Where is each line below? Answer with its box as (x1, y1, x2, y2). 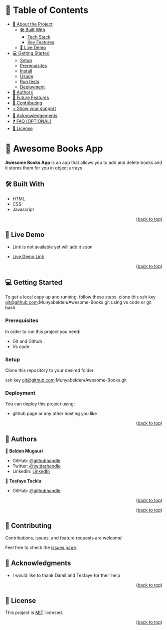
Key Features (27, 39, 55, 45)
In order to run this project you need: (5, 328, 81, 334)
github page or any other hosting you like (12, 410, 97, 416)
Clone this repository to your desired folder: (5, 367, 95, 373)
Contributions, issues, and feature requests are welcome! (5, 534, 123, 540)
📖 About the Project (12, 21, 53, 27)
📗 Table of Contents (5, 4, 89, 16)
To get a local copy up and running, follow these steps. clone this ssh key (5, 294, 156, 300)
